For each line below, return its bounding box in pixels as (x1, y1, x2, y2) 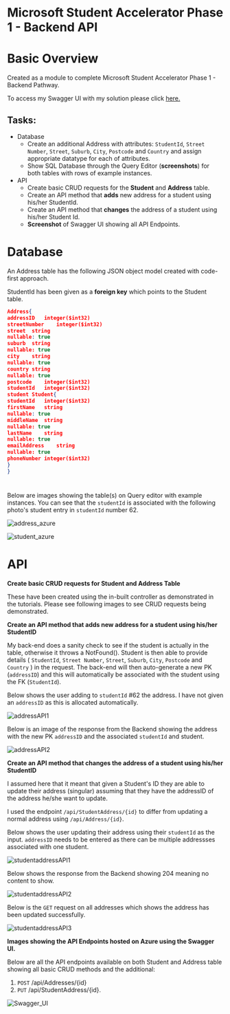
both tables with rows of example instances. (27, 168, 152, 177)
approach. (19, 274, 49, 283)
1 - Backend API (7, 19, 98, 35)
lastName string (7, 430, 63, 437)
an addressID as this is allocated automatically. (7, 698, 139, 706)
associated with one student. (7, 842, 89, 850)
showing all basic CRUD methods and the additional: (7, 965, 156, 973)
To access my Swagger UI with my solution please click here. (7, 94, 181, 102)
